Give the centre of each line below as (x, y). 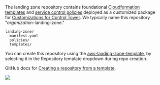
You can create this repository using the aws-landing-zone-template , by (78, 53)
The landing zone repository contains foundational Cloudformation (73, 7)
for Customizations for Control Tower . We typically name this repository (78, 17)
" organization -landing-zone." (35, 22)
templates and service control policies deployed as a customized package (80, 12)
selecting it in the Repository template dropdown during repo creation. (76, 59)
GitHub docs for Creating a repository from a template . (61, 68)
